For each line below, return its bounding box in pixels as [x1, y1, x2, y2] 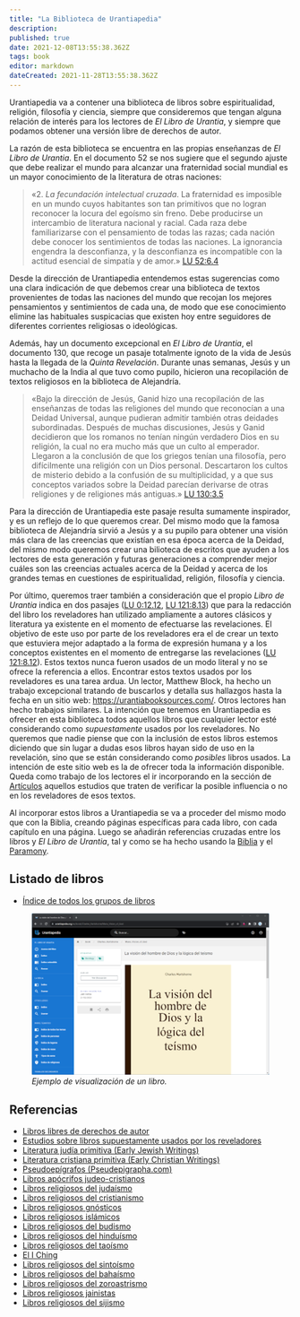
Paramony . [9, 845, 49, 856]
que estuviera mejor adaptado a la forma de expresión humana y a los [9, 637, 268, 648]
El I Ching [21, 1250, 58, 1261]
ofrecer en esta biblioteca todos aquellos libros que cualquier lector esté [9, 714, 278, 724]
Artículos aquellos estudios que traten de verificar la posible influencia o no [9, 780, 288, 791]
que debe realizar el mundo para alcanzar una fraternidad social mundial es [9, 161, 288, 172]
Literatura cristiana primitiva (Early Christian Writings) [21, 1155, 220, 1165]
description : [9, 23, 58, 33]
